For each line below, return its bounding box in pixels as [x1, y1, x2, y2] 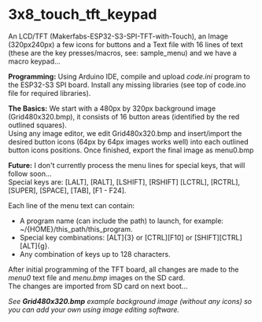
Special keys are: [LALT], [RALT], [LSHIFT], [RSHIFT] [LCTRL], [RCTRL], [8, 177, 241, 186]
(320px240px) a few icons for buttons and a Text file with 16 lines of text [8, 39, 244, 49]
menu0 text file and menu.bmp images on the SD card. [8, 273, 186, 282]
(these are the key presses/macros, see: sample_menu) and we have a [8, 48, 238, 57]
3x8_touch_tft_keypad [8, 5, 157, 24]
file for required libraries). [8, 88, 91, 97]
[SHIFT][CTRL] [194, 232, 242, 242]
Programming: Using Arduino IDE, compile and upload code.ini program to [8, 71, 250, 81]
